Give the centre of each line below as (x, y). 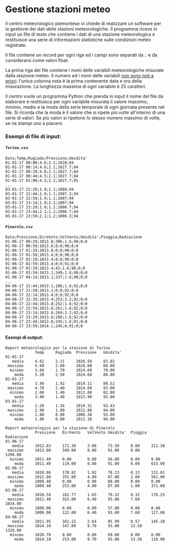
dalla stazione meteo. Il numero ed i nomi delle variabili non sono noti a (80, 75)
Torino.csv (17, 148)
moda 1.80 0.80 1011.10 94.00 (65, 419)
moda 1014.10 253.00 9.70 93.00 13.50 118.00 (90, 539)
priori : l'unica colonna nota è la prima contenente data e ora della (74, 81)
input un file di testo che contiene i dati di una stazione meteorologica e (80, 34)
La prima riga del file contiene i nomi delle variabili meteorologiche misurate (84, 70)
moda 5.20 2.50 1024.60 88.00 (65, 375)
